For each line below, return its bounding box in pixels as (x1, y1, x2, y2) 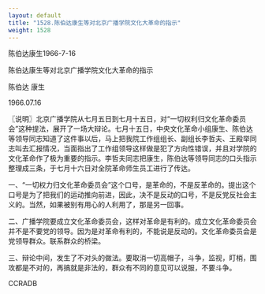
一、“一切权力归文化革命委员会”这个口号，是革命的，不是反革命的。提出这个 (8, 180, 256, 190)
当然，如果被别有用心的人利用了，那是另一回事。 (28, 200, 188, 210)
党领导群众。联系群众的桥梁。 (8, 236, 105, 246)
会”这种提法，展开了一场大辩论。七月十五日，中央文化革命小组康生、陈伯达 (8, 124, 254, 134)
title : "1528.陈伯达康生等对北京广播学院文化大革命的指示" (8, 19, 181, 27)
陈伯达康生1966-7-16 (8, 49, 77, 58)
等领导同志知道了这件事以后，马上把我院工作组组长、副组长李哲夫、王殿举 (8, 134, 250, 143)
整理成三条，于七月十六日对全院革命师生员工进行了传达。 (8, 163, 195, 173)
